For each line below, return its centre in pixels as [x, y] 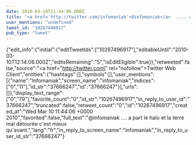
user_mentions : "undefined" [40, 22]
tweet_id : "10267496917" [36, 28]
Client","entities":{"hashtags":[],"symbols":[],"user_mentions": [80, 75]
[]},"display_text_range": [35, 93]
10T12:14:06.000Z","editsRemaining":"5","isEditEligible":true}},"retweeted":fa [98, 62]
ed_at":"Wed [21, 112]
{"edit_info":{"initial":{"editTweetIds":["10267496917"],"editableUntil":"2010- [98, 49]
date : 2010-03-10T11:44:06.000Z [45, 11]
